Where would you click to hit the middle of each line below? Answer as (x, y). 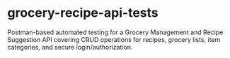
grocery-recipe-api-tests (83, 13)
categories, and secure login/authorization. (70, 47)
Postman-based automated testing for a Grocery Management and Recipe (115, 32)
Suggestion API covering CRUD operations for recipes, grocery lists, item (114, 39)
